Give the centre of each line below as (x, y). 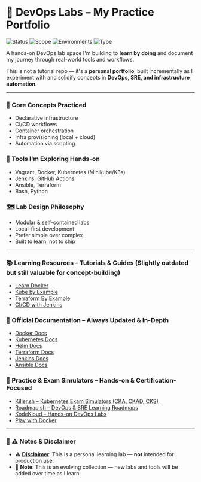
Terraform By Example (42, 298)
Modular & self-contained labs (52, 222)
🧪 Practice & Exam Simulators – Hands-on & (70, 381)
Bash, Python (31, 191)
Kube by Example (36, 292)
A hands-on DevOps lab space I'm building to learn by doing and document (100, 53)
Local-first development (45, 228)
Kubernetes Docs (36, 339)
